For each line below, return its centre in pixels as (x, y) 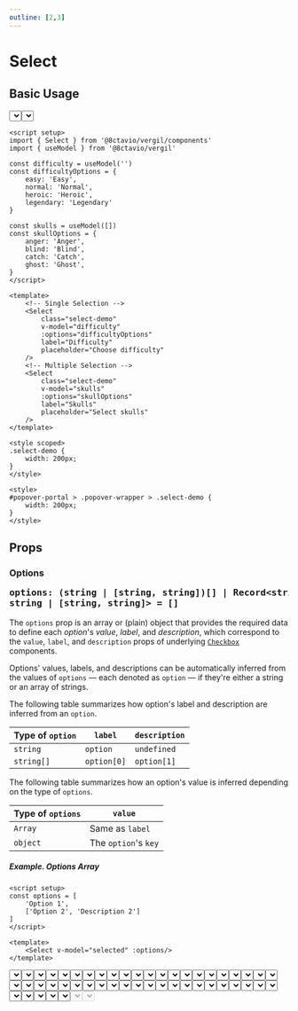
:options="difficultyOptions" (97, 334)
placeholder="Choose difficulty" (103, 350)
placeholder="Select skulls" (95, 412)
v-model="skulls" (73, 388)
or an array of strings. (49, 686)
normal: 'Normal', (59, 187)
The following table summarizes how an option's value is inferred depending (149, 782)
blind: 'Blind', (55, 249)
